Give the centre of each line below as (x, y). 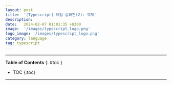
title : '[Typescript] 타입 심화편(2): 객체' (51, 15)
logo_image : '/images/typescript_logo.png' (52, 34)
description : (19, 19)
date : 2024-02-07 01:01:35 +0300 (43, 24)
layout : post (19, 10)
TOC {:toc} (24, 72)
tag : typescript (23, 43)
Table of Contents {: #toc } (34, 62)
